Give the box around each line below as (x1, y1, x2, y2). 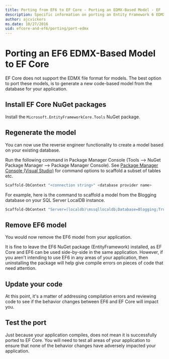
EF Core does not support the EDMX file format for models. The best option (5, 75, 162, 81)
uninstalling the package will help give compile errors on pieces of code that (5, 260, 163, 266)
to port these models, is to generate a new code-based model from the (5, 81, 152, 87)
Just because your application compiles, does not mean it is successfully (5, 332, 157, 338)
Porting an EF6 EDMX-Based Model (5, 48, 156, 59)
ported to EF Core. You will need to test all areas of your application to (5, 337, 150, 343)
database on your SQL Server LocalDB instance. (5, 197, 106, 203)
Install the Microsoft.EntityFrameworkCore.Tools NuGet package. (5, 114, 140, 120)
